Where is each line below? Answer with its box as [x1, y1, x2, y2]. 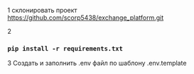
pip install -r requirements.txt [7, 44, 123, 52]
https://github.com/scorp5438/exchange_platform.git [7, 13, 164, 22]
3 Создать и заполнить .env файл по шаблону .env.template [7, 59, 187, 68]
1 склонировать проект [7, 6, 77, 14]
